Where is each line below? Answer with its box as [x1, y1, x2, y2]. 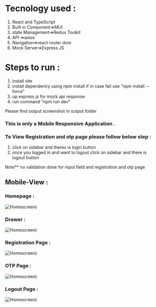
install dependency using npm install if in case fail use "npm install [12, 83, 145, 89]
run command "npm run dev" [12, 98, 71, 105]
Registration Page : [5, 239, 51, 246]
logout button [12, 155, 39, 161]
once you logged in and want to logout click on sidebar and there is [12, 149, 147, 156]
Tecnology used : [5, 3, 76, 14]
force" [12, 88, 25, 94]
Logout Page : [5, 286, 39, 292]
